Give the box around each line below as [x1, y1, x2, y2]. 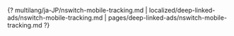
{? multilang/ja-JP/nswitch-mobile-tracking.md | [7, 6, 148, 14]
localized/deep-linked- [148, 6, 216, 14]
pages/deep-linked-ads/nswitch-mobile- [108, 13, 228, 22]
